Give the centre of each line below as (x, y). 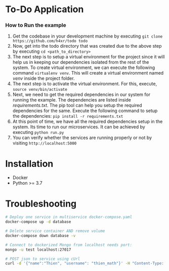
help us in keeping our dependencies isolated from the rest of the (81, 62)
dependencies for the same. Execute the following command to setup (85, 111)
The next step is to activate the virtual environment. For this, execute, (85, 84)
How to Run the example (36, 25)
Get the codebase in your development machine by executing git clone (88, 36)
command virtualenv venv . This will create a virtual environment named (88, 73)
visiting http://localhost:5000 (45, 143)
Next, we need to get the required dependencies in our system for (81, 94)
